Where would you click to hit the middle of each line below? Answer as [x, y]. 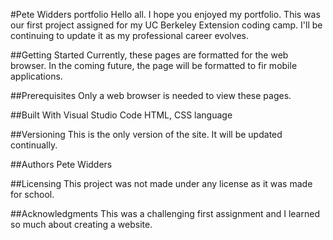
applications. [36, 76]
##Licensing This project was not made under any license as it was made [161, 183]
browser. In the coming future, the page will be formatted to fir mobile [154, 65]
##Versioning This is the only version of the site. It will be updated [146, 134]
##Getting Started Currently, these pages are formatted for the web [149, 55]
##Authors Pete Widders [61, 164]
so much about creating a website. [81, 224]
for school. [32, 194]
